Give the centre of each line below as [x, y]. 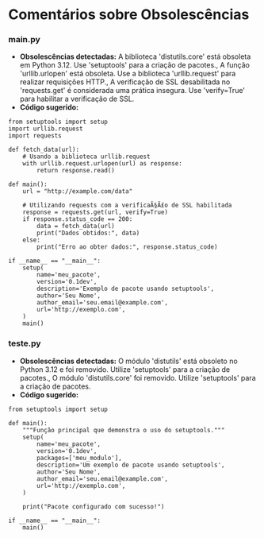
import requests [35, 136]
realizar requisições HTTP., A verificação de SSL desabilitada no [125, 82]
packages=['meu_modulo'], [80, 458]
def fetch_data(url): [44, 150]
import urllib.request [46, 129]
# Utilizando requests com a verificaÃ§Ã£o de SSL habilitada [127, 205]
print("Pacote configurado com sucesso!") [94, 506]
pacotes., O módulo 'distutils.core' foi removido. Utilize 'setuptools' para [138, 377]
